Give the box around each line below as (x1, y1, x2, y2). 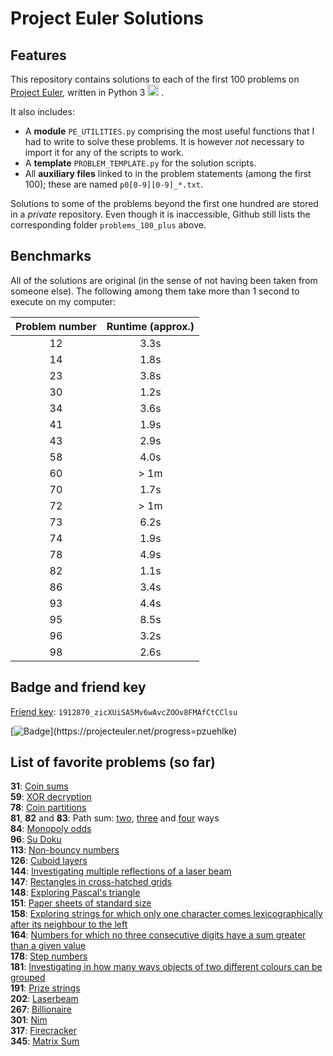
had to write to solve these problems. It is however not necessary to (24, 136, 305, 147)
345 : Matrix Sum (10, 1035, 80, 1047)
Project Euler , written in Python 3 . (10, 87, 165, 98)
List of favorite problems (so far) (10, 754, 217, 771)
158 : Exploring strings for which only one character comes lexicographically (10, 908, 323, 920)
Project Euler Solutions (10, 7, 205, 30)
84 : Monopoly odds (10, 823, 92, 835)
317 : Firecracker (10, 1025, 77, 1037)
